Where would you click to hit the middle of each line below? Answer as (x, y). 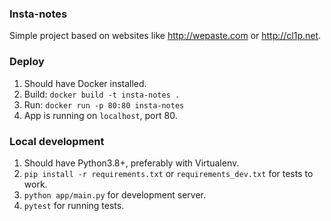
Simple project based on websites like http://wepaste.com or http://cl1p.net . (165, 36)
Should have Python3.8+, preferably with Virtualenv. (131, 163)
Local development (57, 141)
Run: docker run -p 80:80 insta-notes (104, 104)
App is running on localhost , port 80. (100, 115)
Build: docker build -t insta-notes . (102, 94)
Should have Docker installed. (85, 83)
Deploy (27, 62)
